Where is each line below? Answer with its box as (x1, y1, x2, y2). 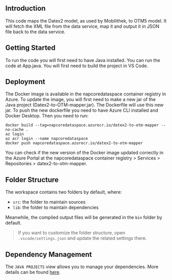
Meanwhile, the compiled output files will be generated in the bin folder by (5, 214, 162, 221)
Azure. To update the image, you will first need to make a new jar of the (5, 96, 156, 103)
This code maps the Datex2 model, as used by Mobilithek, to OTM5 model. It (5, 17, 167, 24)
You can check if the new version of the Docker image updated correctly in (5, 150, 164, 156)
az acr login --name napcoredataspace (5, 136, 88, 142)
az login (5, 132, 24, 137)
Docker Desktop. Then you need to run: (5, 113, 89, 119)
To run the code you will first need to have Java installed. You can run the (5, 57, 160, 63)
